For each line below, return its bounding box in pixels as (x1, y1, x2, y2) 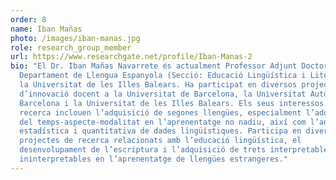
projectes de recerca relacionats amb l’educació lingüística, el (19, 136, 302, 146)
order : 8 (10, 14, 47, 25)
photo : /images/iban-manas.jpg (10, 33, 141, 43)
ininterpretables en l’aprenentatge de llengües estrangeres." (19, 154, 288, 164)
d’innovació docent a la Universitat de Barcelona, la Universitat (19, 89, 307, 99)
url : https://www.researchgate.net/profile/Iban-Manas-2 (10, 52, 253, 62)
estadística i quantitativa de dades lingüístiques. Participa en (19, 126, 302, 136)
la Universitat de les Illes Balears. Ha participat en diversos (19, 80, 298, 90)
